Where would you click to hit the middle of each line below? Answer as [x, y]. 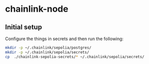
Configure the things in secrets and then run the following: [64, 39]
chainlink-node [37, 9]
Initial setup [24, 27]
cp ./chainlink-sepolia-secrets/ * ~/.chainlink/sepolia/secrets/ [75, 57]
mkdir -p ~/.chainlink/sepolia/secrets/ [47, 52]
